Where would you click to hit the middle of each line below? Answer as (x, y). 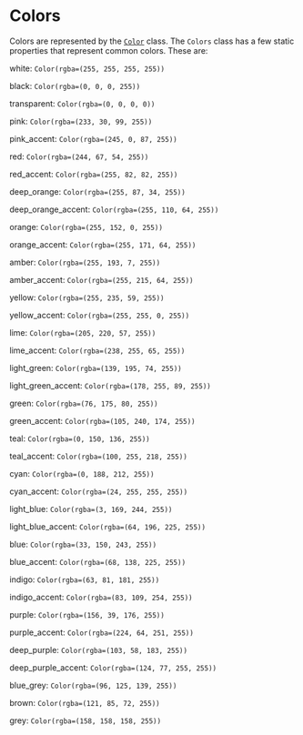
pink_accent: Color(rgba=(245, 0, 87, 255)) (93, 138)
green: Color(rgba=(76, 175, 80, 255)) (84, 403)
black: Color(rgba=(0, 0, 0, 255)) (75, 86)
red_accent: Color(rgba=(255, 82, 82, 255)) (94, 174)
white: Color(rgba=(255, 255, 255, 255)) (87, 68)
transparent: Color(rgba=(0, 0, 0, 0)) (82, 103)
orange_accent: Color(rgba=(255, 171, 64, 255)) (103, 244)
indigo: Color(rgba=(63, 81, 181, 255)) (85, 579)
